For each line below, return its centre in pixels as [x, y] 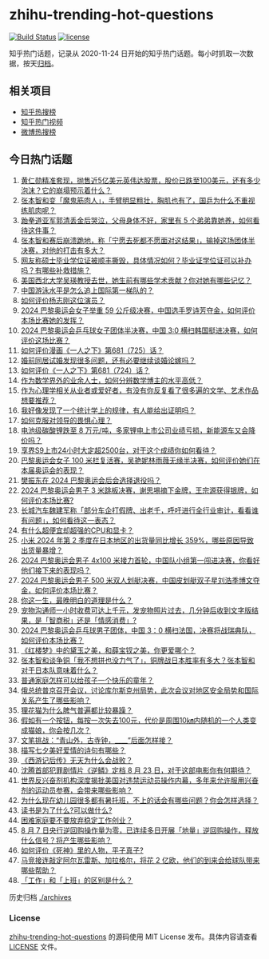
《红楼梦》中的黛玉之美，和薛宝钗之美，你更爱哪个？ [108, 650]
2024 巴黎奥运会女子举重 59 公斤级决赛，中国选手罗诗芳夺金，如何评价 [138, 310]
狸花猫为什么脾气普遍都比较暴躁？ [77, 710]
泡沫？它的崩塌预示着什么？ [66, 190]
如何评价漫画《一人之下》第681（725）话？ [92, 350]
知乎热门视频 [42, 122]
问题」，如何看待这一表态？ [71, 520]
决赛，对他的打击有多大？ [63, 250]
